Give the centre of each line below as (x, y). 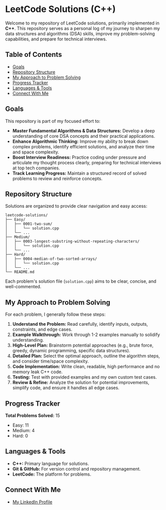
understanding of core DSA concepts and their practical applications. (84, 136)
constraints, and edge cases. (42, 329)
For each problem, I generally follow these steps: (55, 314)
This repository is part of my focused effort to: (53, 121)
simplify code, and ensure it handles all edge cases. (66, 388)
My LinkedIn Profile (32, 502)
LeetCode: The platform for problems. (52, 474)
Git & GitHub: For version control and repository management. (76, 469)
